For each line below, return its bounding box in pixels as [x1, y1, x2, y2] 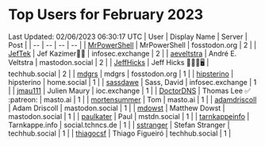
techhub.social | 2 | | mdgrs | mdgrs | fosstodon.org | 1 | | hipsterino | [8, 69, 234, 79]
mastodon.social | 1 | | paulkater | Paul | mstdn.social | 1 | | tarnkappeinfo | [8, 111, 250, 121]
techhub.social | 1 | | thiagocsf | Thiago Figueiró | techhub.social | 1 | [8, 129, 232, 138]
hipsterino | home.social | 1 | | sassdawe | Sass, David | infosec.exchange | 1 [8, 77, 257, 86]
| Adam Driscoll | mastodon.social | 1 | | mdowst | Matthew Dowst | [8, 103, 225, 113]
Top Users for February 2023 [8, 6, 204, 24]
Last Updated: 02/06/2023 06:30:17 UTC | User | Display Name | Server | [8, 32, 248, 41]
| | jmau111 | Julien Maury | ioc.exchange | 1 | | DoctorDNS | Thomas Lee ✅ [8, 86, 252, 95]
